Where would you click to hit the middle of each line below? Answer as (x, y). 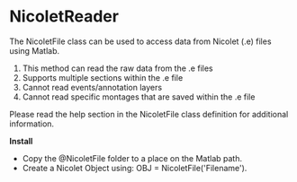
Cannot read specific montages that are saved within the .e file (139, 97)
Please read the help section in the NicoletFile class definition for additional (149, 114)
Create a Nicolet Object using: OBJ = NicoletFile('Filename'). (135, 168)
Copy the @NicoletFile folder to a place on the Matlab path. (132, 158)
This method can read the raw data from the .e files (117, 68)
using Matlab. (35, 50)
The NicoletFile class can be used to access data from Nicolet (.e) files (140, 41)
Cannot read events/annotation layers (92, 87)
